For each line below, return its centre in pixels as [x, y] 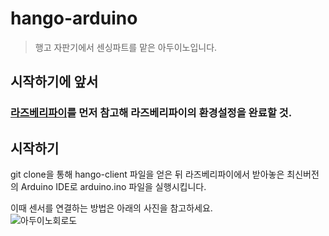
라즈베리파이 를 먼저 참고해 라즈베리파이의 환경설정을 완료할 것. [151, 113]
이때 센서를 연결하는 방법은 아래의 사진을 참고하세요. [111, 208]
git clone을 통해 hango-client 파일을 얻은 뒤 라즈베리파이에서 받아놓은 [147, 174]
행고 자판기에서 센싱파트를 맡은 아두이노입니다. [126, 47]
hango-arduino [74, 18]
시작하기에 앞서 [54, 82]
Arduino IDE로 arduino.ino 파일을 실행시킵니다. [113, 187]
